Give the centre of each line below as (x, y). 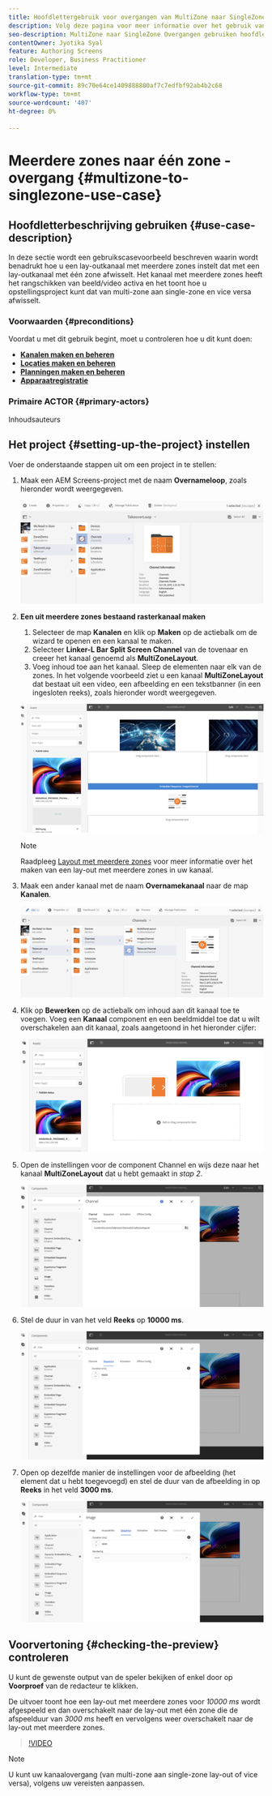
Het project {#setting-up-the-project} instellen (129, 445)
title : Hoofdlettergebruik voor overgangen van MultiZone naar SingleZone (137, 17)
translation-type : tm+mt (50, 77)
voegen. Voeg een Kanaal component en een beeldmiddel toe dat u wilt (140, 1019)
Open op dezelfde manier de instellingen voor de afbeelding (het (128, 1472)
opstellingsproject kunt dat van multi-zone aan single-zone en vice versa (130, 292)
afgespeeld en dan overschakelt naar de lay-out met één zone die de (123, 1710)
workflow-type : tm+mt (45, 94)
